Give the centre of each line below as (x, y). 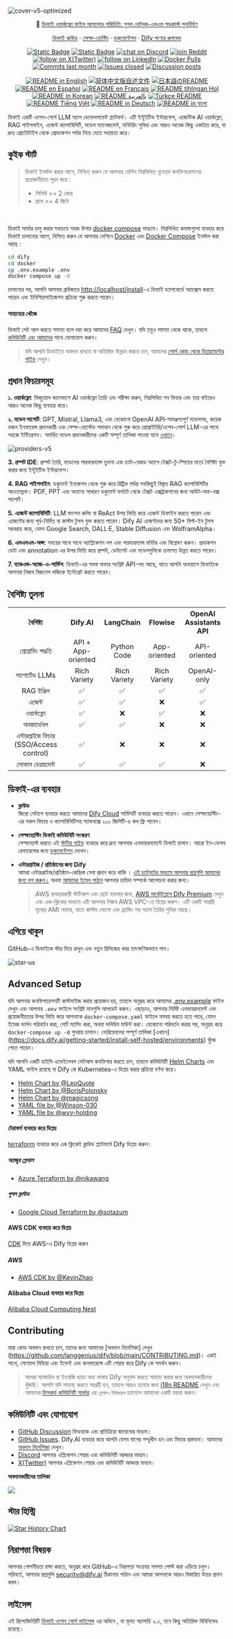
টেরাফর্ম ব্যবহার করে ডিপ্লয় (32, 1128)
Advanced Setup (45, 984)
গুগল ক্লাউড (19, 1194)
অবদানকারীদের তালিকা (29, 1476)
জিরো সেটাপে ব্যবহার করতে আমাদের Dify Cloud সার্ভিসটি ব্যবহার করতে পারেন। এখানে (106, 813)
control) (36, 753)
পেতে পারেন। (21, 1047)
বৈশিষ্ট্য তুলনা (26, 594)
